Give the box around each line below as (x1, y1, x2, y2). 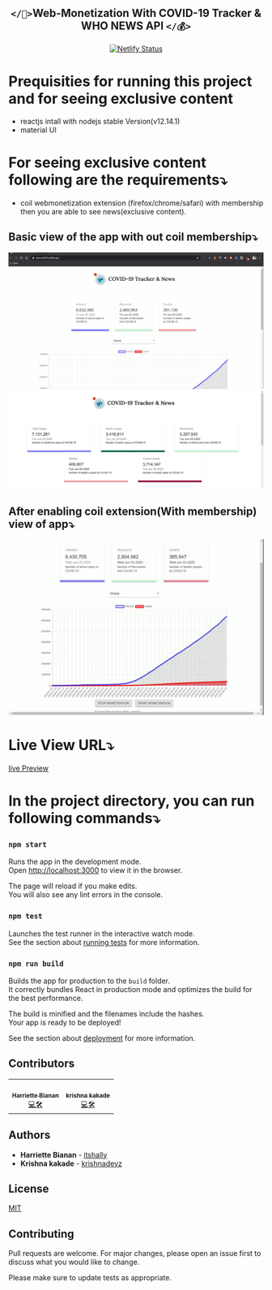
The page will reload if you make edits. (8, 881, 138, 891)
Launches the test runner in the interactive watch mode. (8, 929, 196, 938)
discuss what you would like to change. (8, 1258, 140, 1267)
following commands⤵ (8, 809, 161, 827)
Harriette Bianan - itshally (19, 1150, 108, 1159)
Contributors (8, 1057, 75, 1071)
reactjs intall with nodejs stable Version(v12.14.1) (19, 116, 181, 126)
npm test (8, 912, 43, 921)
